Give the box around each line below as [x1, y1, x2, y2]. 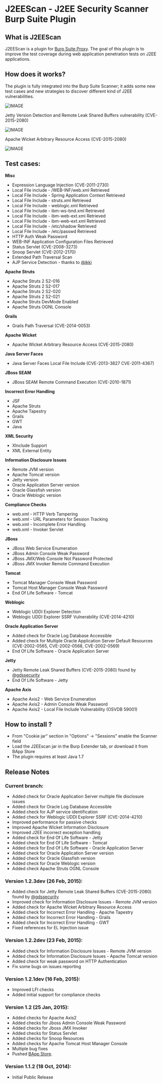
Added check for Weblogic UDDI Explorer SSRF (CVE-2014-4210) [12, 814, 143, 820]
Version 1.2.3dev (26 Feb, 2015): [5, 878, 83, 885]
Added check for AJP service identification [12, 809, 98, 815]
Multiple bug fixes [12, 1046, 48, 1051]
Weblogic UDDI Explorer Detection [12, 608, 81, 614]
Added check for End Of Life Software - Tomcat [12, 840, 107, 846]
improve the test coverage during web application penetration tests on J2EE [5, 51, 157, 57]
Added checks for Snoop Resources [12, 1035, 85, 1041]
